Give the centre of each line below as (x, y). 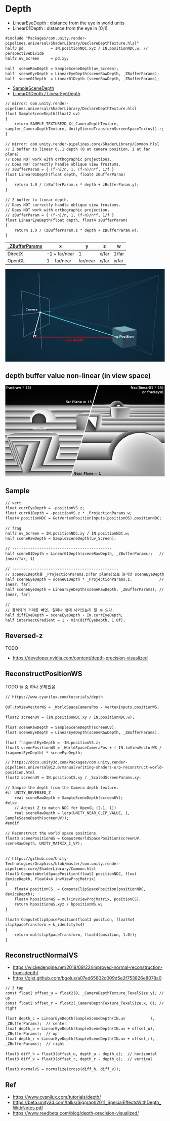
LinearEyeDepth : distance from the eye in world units (69, 23)
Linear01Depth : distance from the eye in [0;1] (60, 28)
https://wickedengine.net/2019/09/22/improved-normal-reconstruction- (88, 967)
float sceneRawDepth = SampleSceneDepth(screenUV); (61, 727)
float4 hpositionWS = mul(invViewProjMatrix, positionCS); (78, 899)
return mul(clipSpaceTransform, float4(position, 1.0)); (76, 935)
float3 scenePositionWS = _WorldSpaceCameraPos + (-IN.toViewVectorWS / (83, 748)
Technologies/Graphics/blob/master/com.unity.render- (63, 864)
